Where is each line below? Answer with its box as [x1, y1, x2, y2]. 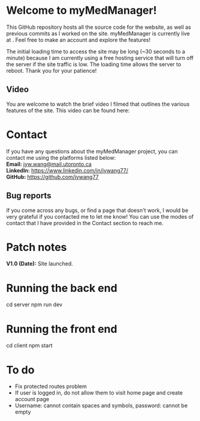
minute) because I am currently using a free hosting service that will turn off [6, 54, 193, 61]
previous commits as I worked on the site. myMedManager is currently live [6, 29, 190, 37]
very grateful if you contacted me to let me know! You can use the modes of [6, 213, 194, 220]
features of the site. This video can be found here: [6, 106, 130, 114]
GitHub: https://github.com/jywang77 [6, 173, 99, 180]
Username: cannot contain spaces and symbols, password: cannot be [14, 402, 188, 409]
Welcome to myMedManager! [6, 4, 157, 17]
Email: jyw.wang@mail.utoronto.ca [6, 160, 92, 168]
